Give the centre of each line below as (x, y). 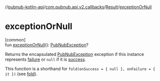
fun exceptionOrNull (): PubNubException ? (47, 45)
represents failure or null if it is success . (45, 59)
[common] (15, 40)
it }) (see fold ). (21, 74)
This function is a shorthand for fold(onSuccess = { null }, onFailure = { (80, 68)
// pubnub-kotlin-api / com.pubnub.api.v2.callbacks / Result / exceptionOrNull (79, 7)
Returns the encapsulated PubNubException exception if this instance (74, 54)
